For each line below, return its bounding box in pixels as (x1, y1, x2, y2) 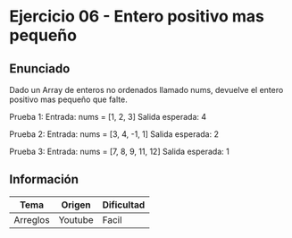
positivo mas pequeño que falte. (9, 94, 128, 105)
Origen (61, 199, 91, 211)
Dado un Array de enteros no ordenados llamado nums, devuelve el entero (9, 85, 284, 95)
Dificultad (102, 199, 146, 211)
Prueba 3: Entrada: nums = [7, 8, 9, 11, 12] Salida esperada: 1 (9, 146, 229, 157)
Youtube (58, 213, 94, 225)
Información (9, 172, 79, 187)
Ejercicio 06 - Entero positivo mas (9, 6, 265, 27)
